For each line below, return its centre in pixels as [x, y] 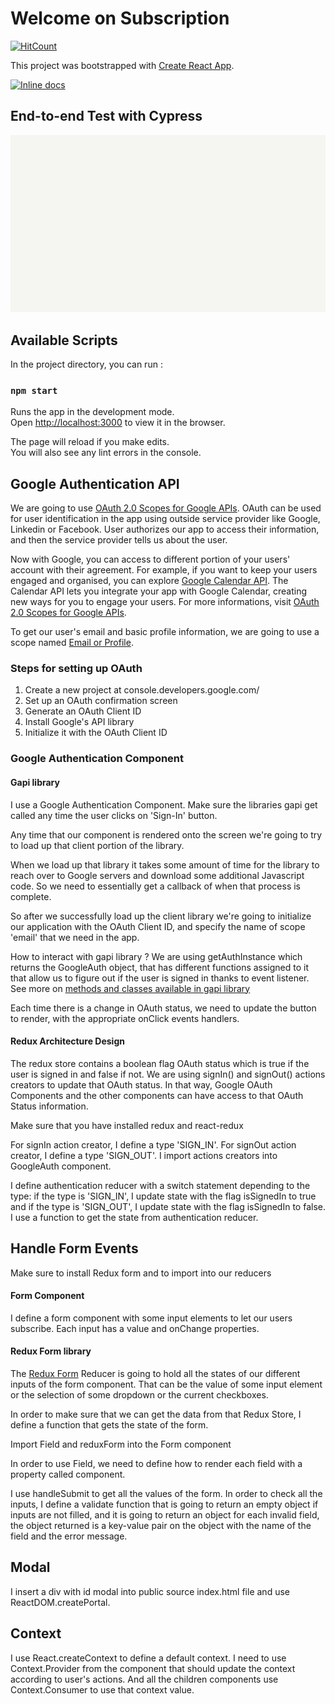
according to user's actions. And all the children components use [144, 1679]
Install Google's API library [79, 722]
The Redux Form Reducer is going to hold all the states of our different [155, 1373]
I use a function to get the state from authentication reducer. [134, 1217]
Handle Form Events [74, 1248]
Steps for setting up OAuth [76, 668]
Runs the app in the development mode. [92, 412]
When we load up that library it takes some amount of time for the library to [165, 864]
